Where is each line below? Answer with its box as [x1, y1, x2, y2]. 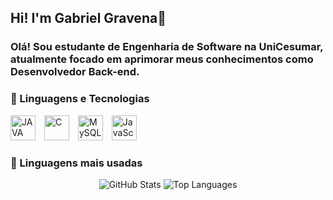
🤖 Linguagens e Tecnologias [10, 92, 150, 106]
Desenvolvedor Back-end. [10, 65, 140, 79]
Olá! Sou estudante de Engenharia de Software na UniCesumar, [10, 40, 324, 54]
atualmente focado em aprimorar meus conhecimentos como [10, 52, 314, 66]
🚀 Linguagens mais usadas [10, 156, 143, 170]
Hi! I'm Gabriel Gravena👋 [10, 10, 167, 27]
